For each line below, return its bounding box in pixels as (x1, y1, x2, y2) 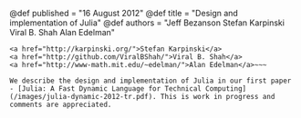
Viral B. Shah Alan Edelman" (9, 27, 116, 37)
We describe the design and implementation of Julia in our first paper (9, 76, 292, 85)
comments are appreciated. (9, 100, 112, 109)
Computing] (204, 84, 247, 93)
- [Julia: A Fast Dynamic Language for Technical (9, 84, 202, 93)
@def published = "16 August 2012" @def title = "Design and (9, 8, 239, 18)
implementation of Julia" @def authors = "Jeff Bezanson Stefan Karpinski (9, 17, 285, 28)
